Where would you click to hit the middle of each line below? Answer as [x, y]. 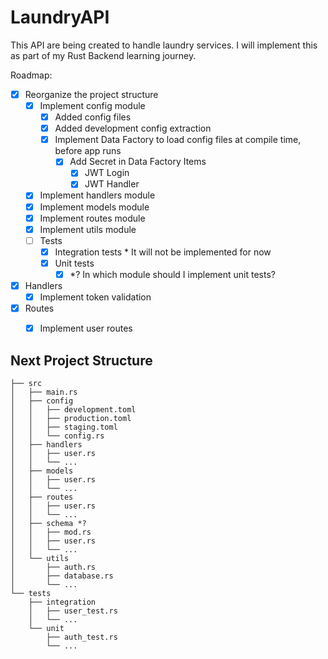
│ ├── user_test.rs [73, 611]
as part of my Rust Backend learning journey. [103, 55]
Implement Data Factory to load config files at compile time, [178, 140]
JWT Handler [112, 184]
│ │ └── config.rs [57, 436]
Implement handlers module [97, 195]
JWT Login [107, 173]
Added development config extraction [133, 128]
